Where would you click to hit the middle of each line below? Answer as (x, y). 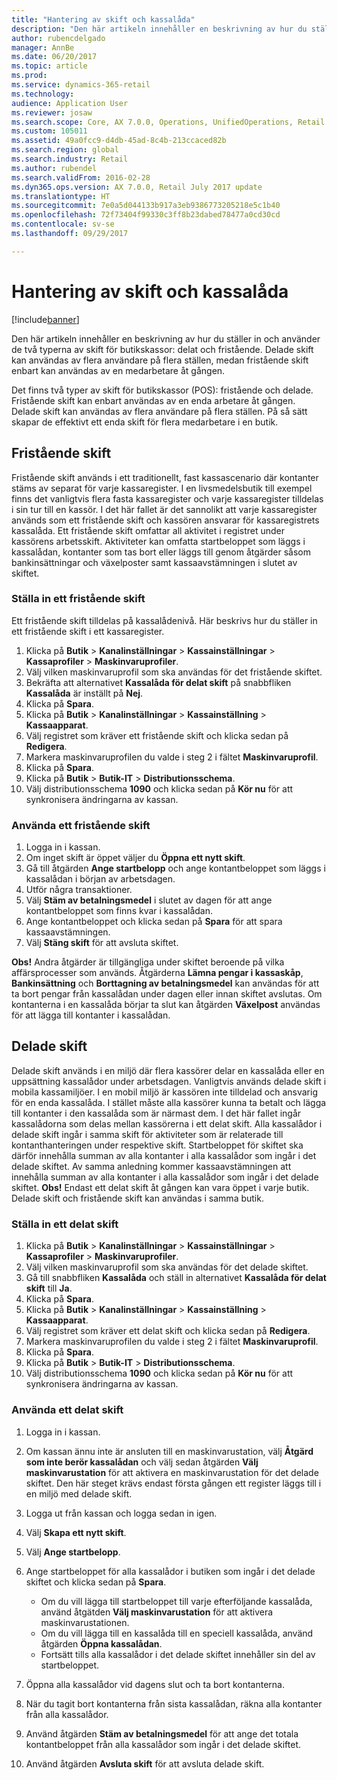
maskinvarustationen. (85, 1622)
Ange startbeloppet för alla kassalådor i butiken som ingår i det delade (170, 1571)
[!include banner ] (45, 319)
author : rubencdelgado (58, 38)
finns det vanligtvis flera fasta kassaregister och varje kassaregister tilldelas (167, 498)
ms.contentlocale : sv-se (63, 224)
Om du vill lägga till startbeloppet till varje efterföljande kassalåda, (176, 1601)
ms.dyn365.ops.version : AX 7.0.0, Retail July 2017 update (137, 187)
